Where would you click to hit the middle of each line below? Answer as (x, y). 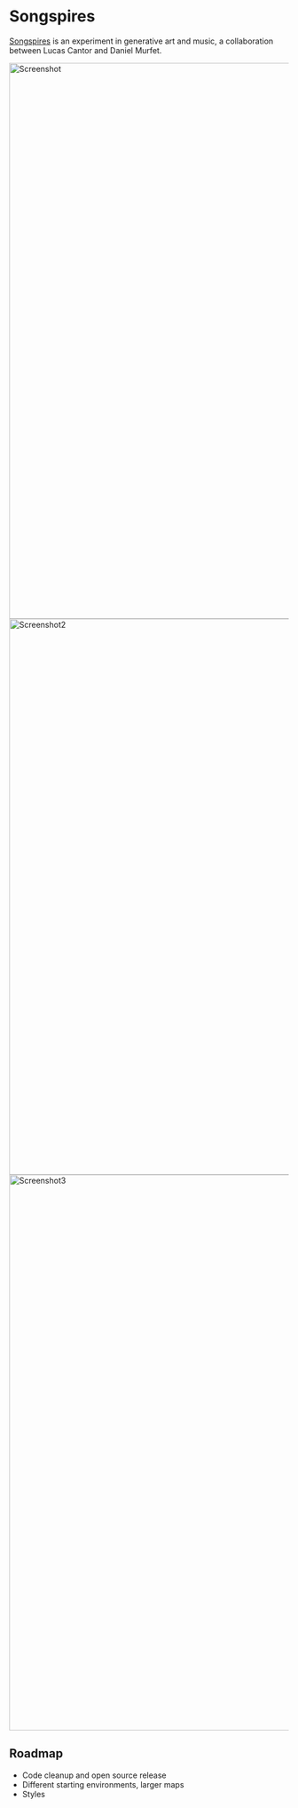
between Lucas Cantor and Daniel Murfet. (86, 50)
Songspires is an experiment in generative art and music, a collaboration (141, 41)
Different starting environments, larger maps (103, 1784)
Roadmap (36, 1754)
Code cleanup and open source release (94, 1775)
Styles (34, 1794)
